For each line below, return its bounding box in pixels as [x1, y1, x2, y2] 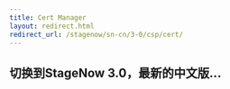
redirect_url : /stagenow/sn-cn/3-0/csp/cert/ [9, 30, 183, 39]
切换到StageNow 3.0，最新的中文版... [9, 65, 222, 81]
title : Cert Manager [9, 13, 87, 22]
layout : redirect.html [9, 22, 95, 31]
